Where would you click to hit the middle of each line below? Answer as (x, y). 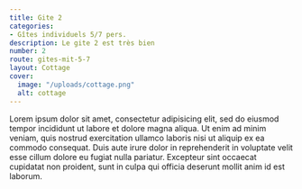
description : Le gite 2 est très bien (82, 43)
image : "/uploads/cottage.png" (76, 85)
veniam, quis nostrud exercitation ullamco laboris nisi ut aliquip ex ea (137, 138)
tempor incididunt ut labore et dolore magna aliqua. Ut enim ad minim (138, 128)
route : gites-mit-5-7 (50, 59)
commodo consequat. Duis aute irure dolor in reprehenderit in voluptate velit (151, 147)
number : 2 (28, 51)
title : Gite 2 (36, 18)
